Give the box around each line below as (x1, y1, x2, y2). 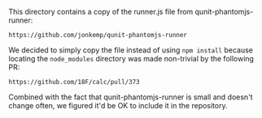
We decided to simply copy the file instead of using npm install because (8, 45, 254, 55)
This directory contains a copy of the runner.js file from (8, 7, 194, 16)
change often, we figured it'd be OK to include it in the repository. (8, 101, 228, 110)
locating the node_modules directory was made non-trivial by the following (8, 54, 255, 63)
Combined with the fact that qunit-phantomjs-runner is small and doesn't (8, 92, 254, 102)
